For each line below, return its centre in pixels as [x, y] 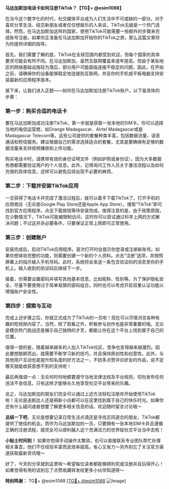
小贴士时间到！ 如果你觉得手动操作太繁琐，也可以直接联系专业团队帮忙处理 [83, 441]
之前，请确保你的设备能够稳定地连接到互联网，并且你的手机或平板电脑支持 [82, 73]
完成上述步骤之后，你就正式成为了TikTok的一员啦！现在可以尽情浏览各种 [80, 318]
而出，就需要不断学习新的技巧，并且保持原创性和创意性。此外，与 [95, 354]
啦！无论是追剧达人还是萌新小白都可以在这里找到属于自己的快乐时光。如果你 [84, 400]
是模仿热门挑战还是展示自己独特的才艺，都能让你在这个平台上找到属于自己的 [84, 330]
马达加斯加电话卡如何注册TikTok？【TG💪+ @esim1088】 [65, 8]
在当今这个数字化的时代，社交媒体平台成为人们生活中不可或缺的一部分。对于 [84, 19]
